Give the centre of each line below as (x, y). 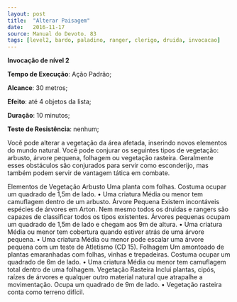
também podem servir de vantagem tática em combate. (89, 173)
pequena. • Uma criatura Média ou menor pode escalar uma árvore (106, 240)
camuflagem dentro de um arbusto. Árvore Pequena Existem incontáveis (114, 202)
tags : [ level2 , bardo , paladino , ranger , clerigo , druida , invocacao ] (114, 40)
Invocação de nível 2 (38, 60)
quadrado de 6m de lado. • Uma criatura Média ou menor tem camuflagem (117, 262)
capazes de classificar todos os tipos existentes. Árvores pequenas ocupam (119, 217)
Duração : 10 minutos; (39, 116)
